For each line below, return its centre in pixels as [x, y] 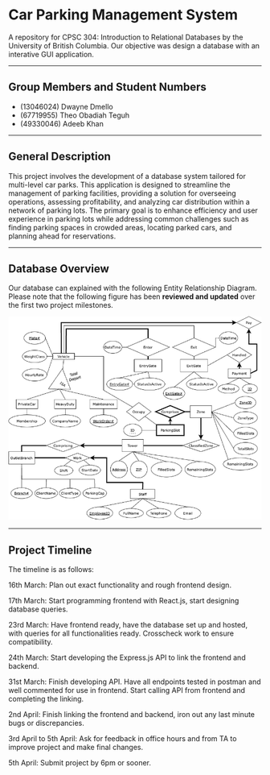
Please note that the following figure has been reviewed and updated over [132, 296]
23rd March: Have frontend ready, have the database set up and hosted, [128, 625]
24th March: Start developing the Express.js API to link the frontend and [127, 657]
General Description [59, 157]
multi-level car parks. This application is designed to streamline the [119, 184]
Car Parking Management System [123, 15]
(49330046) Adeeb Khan [62, 123]
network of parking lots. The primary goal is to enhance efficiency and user [133, 210]
